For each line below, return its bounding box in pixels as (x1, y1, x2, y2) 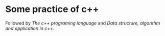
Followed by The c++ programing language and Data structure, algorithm (5, 20, 160, 26)
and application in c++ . (5, 25, 55, 31)
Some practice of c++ (5, 3, 99, 15)
